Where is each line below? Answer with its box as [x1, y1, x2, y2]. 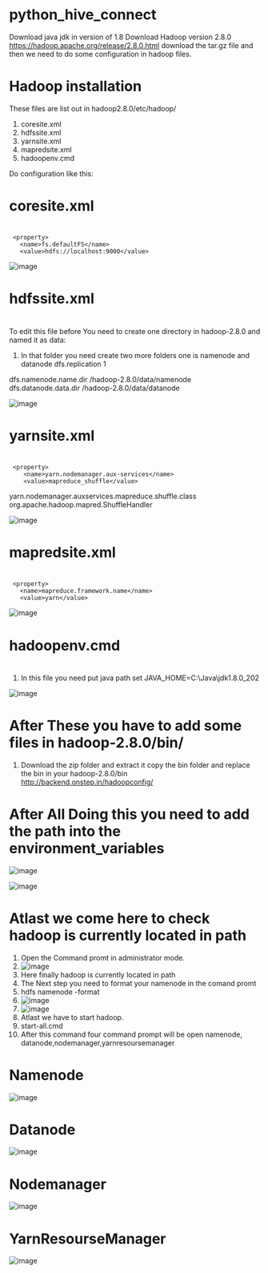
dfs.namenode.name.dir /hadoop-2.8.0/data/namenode [9, 374, 191, 384]
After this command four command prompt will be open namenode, [20, 1029, 243, 1039]
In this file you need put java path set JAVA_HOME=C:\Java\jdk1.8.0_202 [20, 673, 259, 683]
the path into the [9, 822, 121, 840]
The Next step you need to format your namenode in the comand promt [20, 978, 257, 988]
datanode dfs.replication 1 [20, 359, 106, 369]
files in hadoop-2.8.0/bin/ [9, 733, 184, 751]
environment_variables [9, 839, 165, 857]
